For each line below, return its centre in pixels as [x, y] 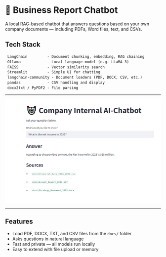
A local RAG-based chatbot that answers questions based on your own [77, 24]
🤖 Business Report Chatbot [62, 10]
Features [19, 222]
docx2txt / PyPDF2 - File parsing [43, 88]
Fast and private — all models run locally [54, 244]
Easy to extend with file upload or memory [55, 249]
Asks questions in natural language [48, 239]
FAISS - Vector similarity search [56, 67]
